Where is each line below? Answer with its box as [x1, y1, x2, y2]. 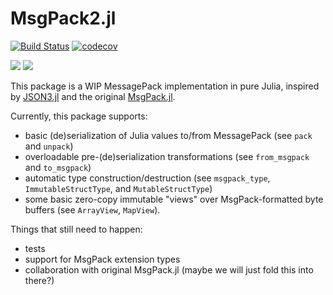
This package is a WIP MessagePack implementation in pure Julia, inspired [10, 80, 320, 92]
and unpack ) [24, 140, 74, 152]
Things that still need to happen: [10, 223, 143, 235]
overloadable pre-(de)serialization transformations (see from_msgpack [24, 150, 310, 162]
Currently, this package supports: [10, 110, 148, 122]
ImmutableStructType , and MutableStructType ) [24, 182, 213, 194]
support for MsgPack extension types [24, 253, 181, 265]
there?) [24, 274, 55, 286]
